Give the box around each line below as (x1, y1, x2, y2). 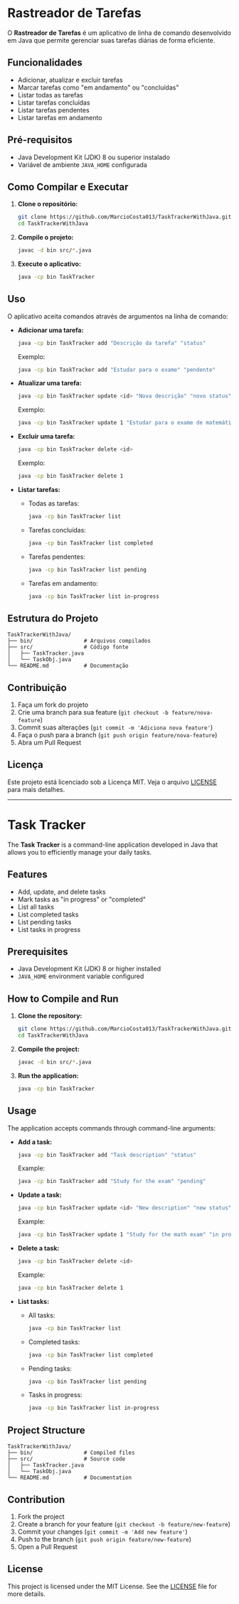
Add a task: (17, 1138, 53, 1146)
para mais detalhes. (7, 785, 65, 793)
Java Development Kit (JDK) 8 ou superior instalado (17, 153, 171, 161)
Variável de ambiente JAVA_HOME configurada (17, 160, 147, 169)
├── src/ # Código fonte (7, 643, 129, 651)
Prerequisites (7, 946, 68, 958)
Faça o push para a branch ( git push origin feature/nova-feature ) (17, 731, 218, 739)
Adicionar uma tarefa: (17, 326, 84, 334)
